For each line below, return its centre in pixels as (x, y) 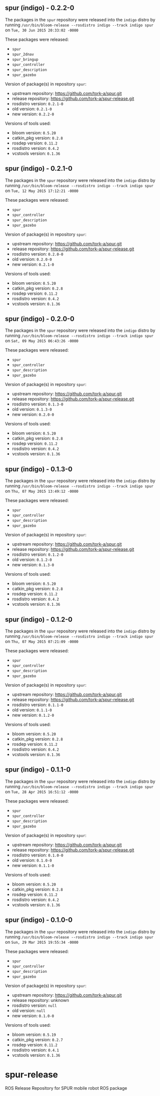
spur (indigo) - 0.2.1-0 (39, 169)
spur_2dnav (23, 54)
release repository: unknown (40, 1000)
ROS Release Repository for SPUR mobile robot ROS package (66, 1088)
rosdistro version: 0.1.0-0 (38, 855)
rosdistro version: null (34, 1005)
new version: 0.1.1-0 (33, 865)
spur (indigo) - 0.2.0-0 (40, 319)
